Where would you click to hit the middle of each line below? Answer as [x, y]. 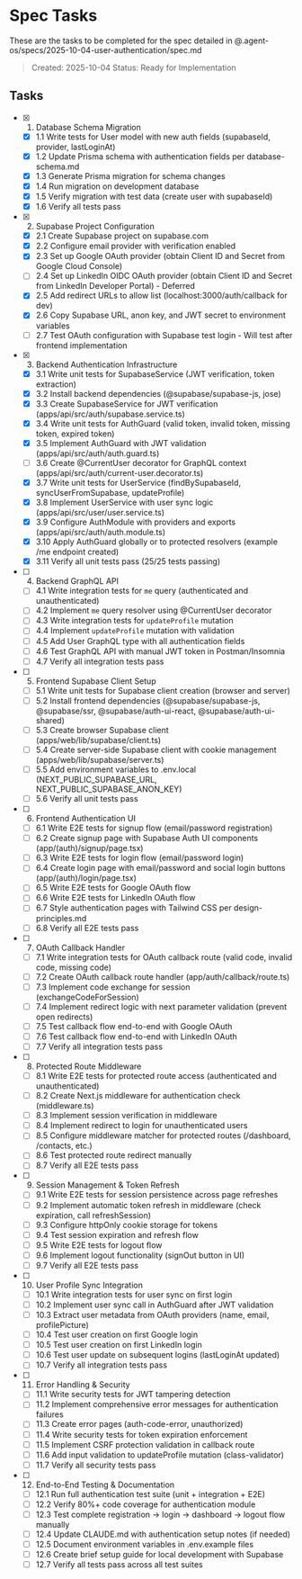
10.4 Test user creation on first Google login [117, 1335]
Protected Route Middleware [89, 1066]
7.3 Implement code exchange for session [113, 987]
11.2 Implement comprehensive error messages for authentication [157, 1404]
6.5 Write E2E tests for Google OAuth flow [113, 888]
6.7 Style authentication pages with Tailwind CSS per [133, 908]
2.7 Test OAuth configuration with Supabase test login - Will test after [164, 335]
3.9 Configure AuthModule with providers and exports [136, 522]
